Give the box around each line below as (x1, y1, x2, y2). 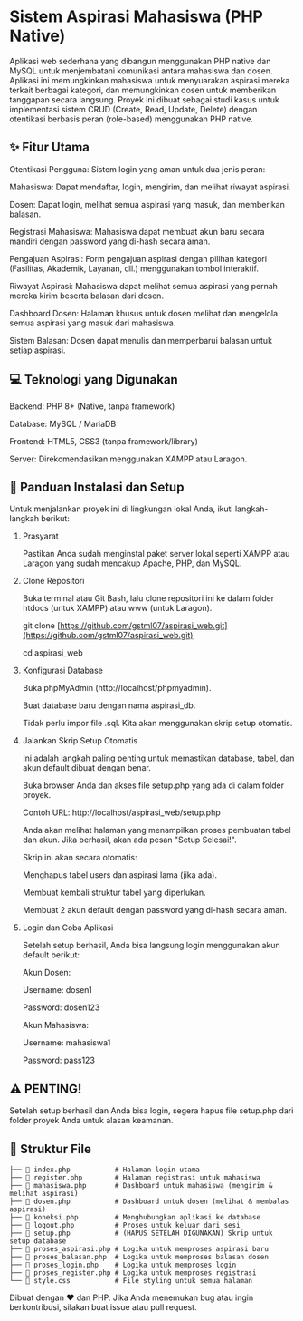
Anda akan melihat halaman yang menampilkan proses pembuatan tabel (22, 825, 291, 836)
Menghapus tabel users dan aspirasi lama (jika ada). (22, 869, 218, 880)
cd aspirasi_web (22, 647, 83, 658)
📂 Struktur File (9, 1141, 92, 1157)
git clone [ (22, 620, 61, 631)
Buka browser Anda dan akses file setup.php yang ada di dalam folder (22, 780, 285, 791)
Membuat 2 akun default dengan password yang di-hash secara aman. (22, 905, 288, 916)
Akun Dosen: (22, 967, 71, 978)
